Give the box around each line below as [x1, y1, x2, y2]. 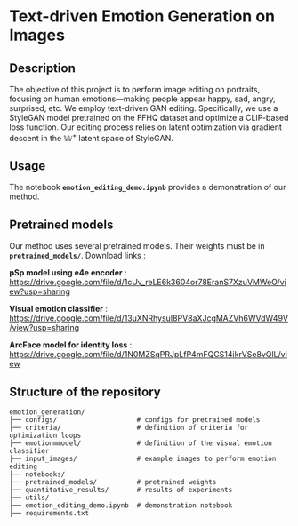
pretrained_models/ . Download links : [9, 251, 147, 261]
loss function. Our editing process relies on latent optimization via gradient [9, 122, 283, 132]
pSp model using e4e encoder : [9, 267, 127, 278]
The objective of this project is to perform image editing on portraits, [9, 84, 261, 94]
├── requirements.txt [9, 509, 90, 518]
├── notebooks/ [9, 470, 66, 479]
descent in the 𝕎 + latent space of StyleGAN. [9, 131, 173, 143]
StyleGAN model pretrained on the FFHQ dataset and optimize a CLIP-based [9, 113, 289, 123]
